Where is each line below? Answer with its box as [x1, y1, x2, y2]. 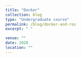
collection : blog [5, 12, 42, 17]
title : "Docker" [5, 7, 40, 13]
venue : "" [5, 36, 26, 41]
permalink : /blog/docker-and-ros [5, 21, 76, 27]
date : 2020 [5, 40, 29, 46]
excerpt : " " [5, 26, 33, 32]
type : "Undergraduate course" [5, 17, 70, 22]
